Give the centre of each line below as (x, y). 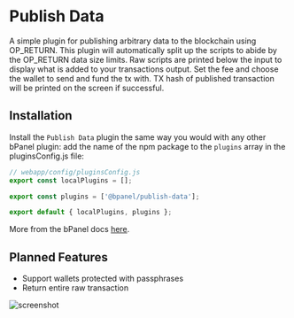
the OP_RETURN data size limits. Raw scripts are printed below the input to (146, 59)
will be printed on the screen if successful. (87, 88)
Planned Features (59, 257)
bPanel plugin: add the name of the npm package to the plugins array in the (147, 146)
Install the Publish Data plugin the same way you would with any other (138, 137)
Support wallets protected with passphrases (103, 279)
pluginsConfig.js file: (46, 156)
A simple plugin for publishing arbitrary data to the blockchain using (133, 41)
